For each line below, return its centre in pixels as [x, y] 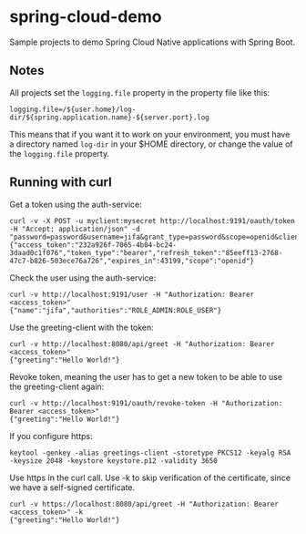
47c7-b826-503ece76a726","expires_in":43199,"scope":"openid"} [132, 261]
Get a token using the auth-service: [76, 204]
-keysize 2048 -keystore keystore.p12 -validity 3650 [114, 461]
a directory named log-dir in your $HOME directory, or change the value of [151, 144]
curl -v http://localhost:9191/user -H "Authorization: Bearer [132, 294]
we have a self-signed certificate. [72, 487]
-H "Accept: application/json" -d [75, 229]
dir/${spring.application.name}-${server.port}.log [109, 117]
